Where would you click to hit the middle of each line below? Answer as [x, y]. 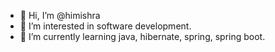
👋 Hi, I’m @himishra [60, 15]
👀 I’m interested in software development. [105, 26]
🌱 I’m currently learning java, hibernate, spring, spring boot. [142, 36]
